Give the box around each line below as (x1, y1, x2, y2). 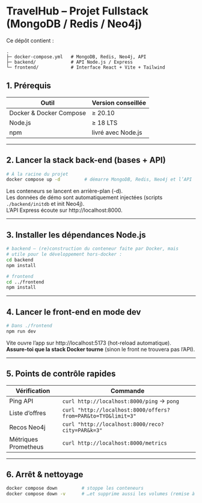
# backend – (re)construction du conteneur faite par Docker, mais (6, 245, 179, 252)
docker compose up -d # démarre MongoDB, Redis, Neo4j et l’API (6, 176, 192, 183)
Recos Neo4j (9, 423, 46, 431)
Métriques (9, 435, 38, 443)
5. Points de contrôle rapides (6, 369, 116, 379)
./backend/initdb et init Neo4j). (6, 200, 85, 208)
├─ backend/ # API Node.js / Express (6, 59, 133, 65)
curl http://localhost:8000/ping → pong (62, 397, 179, 405)
